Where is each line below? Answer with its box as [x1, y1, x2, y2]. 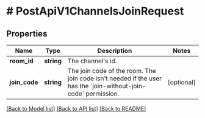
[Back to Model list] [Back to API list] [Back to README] [6, 105, 146, 112]
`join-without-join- [90, 82, 146, 90]
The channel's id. [67, 57, 117, 65]
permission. [85, 89, 120, 98]
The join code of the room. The [67, 67, 157, 75]
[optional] [167, 78, 196, 86]
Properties [6, 29, 48, 39]
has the [67, 82, 89, 90]
